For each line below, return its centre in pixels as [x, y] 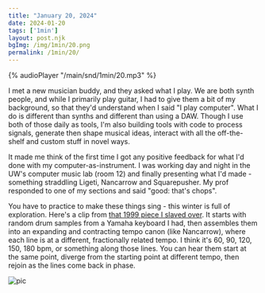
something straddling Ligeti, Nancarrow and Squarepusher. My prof [119, 182]
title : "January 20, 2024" [53, 16]
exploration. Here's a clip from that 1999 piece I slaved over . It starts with [127, 215]
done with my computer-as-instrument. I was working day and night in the [129, 165]
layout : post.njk [37, 38]
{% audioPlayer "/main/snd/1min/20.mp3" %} [83, 75]
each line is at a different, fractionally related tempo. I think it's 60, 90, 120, [130, 240]
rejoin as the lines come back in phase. [72, 265]
